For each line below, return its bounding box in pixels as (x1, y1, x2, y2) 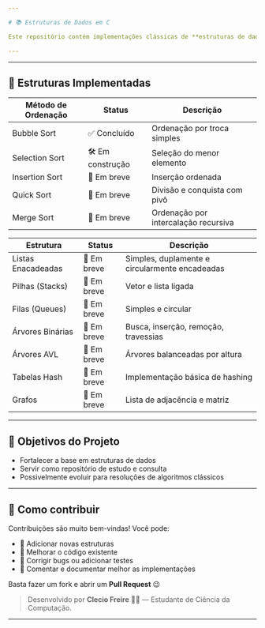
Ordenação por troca (151, 123, 230, 134)
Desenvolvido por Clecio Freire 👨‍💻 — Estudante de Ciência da (27, 594, 230, 604)
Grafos (12, 394, 38, 405)
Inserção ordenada (151, 171, 222, 182)
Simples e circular (125, 303, 192, 314)
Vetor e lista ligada (125, 281, 195, 292)
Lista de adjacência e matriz (125, 394, 230, 405)
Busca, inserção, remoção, (125, 322, 225, 333)
